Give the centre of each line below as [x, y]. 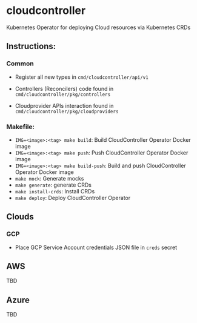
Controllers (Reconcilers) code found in [64, 88]
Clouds [20, 217]
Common [20, 64]
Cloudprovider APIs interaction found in [64, 105]
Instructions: [31, 46]
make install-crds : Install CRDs [55, 191]
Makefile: [21, 127]
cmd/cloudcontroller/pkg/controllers [63, 95]
